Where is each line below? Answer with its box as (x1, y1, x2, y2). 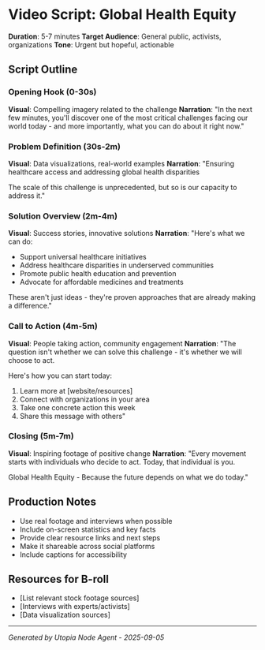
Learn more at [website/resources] (19, 386, 133, 395)
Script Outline (8, 63, 78, 77)
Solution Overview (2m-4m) (8, 211, 118, 222)
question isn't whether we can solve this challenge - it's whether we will (8, 347, 242, 357)
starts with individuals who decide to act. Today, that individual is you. (8, 457, 236, 466)
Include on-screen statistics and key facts (19, 525, 156, 534)
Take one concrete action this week (19, 402, 136, 412)
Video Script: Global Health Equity (8, 6, 237, 24)
